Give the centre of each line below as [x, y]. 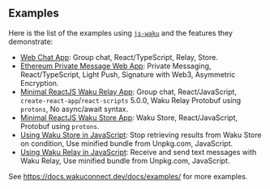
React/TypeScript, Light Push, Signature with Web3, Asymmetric [128, 74]
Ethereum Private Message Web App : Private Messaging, [116, 66]
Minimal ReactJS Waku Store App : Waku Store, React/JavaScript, [129, 118]
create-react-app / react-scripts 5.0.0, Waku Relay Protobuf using [131, 100]
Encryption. [39, 83]
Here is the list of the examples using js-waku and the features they [121, 32]
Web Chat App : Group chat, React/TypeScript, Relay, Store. [119, 57]
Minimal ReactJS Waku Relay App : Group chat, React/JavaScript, [129, 92]
